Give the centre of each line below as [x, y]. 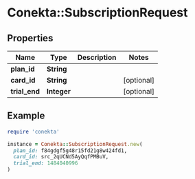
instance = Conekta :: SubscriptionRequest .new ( [75, 144]
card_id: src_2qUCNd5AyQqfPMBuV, [61, 157]
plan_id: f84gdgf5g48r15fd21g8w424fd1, [70, 150]
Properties [30, 38]
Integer [58, 91]
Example [26, 116]
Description [97, 57]
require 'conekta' [33, 131]
